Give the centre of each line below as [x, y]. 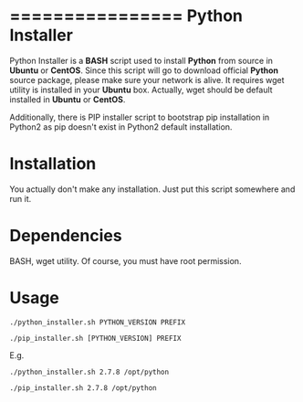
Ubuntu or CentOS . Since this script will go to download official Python [144, 70]
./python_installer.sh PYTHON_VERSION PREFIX [97, 322]
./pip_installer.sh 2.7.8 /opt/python [83, 388]
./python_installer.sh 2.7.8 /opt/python [89, 372]
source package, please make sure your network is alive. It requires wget [147, 79]
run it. [21, 198]
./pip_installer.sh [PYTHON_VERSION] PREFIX [95, 338]
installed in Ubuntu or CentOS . [68, 99]
